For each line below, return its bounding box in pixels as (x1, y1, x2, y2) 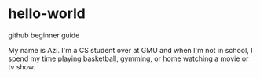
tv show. (8, 62, 35, 71)
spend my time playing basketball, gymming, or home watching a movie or (8, 54, 249, 63)
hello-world (8, 5, 86, 23)
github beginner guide (8, 30, 80, 40)
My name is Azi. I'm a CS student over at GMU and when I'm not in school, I (8, 45, 253, 55)
